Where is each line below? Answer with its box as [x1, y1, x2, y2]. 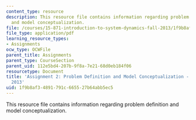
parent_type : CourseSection [6, 57, 75, 63]
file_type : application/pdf [6, 30, 75, 36]
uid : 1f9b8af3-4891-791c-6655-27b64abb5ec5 [6, 85, 114, 91]
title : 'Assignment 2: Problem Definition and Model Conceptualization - [6, 74, 190, 80]
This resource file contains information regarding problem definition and [6, 101, 179, 108]
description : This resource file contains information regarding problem [6, 14, 190, 20]
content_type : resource [6, 8, 64, 15]
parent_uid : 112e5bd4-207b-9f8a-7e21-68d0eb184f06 [6, 63, 132, 69]
